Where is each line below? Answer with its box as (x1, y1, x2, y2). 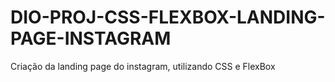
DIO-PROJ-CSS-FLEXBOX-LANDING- (10, 6, 326, 29)
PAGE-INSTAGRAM (10, 27, 172, 50)
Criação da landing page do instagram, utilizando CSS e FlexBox (10, 60, 276, 72)
